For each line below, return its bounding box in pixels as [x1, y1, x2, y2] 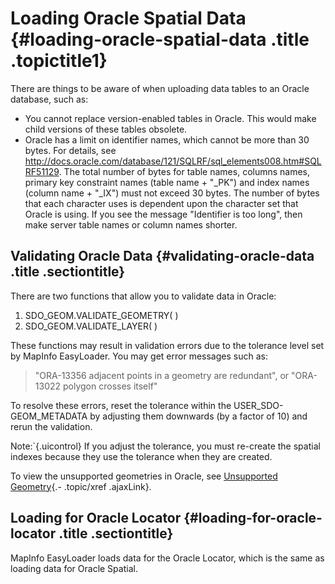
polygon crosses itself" [62, 380, 158, 392]
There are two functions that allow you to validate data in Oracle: [10, 290, 277, 302]
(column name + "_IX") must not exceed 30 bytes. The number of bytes [24, 187, 320, 199]
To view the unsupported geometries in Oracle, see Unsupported [10, 470, 278, 482]
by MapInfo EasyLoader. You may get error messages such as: [10, 350, 268, 362]
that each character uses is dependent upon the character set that [24, 197, 299, 209]
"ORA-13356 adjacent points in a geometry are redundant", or [34, 369, 290, 381]
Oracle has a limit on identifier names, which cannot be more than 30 [24, 133, 310, 146]
